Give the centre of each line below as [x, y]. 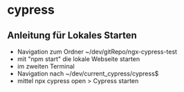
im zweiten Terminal [46, 66]
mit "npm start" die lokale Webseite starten [79, 59]
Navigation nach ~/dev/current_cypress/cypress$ [88, 73]
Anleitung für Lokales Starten [72, 35]
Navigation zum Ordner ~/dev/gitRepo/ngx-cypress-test [97, 51]
